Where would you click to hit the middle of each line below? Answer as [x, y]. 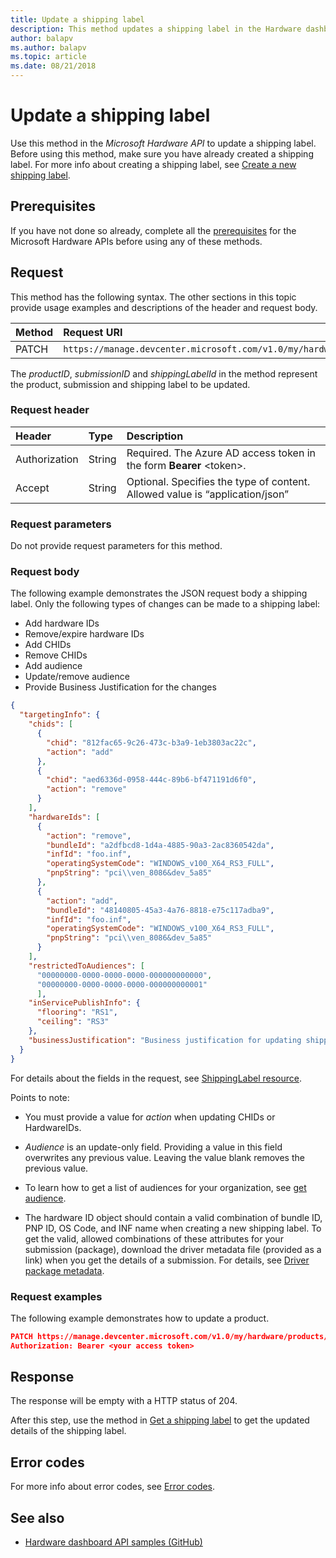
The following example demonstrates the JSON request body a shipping [159, 593]
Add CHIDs [48, 645]
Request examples [56, 1296]
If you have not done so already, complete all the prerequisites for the [153, 230]
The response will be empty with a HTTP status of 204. [124, 1401]
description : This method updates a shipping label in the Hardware [156, 29]
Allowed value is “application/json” [208, 494]
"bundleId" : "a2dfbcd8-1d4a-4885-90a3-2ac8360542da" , [160, 845]
